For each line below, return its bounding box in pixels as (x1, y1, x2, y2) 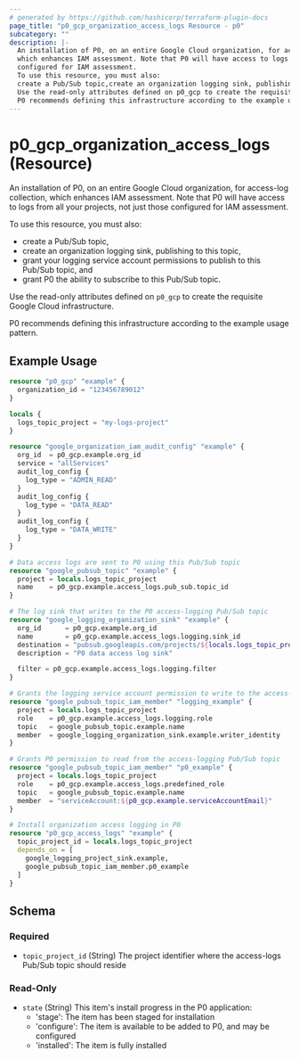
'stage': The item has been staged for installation (35, 1012, 215, 1022)
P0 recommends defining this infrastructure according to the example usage (9, 318, 289, 329)
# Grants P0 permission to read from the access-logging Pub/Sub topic (9, 755, 280, 764)
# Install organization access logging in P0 (9, 821, 181, 830)
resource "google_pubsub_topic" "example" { (9, 566, 177, 575)
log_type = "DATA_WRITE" (25, 525, 117, 535)
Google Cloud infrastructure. (9, 300, 114, 312)
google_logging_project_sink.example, (25, 853, 169, 863)
